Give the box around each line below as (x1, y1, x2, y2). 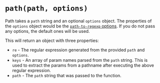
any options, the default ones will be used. (5, 28, 90, 34)
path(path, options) (5, 4, 89, 13)
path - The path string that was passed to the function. (12, 72, 122, 78)
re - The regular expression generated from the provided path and (12, 47, 145, 53)
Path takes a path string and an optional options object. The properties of (5, 18, 152, 24)
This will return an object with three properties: (5, 38, 99, 43)
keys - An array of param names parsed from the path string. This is (12, 57, 148, 63)
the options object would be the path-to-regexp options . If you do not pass (5, 23, 156, 29)
